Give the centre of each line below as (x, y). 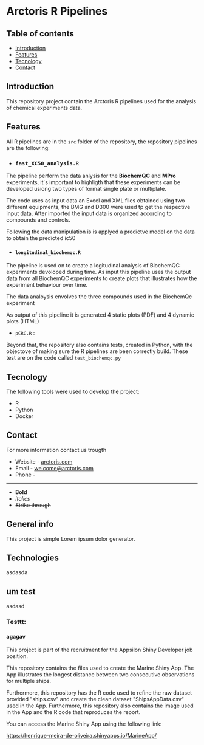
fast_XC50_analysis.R (47, 163)
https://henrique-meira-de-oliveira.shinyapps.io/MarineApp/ (81, 736)
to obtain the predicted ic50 (41, 238)
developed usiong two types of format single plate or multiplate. (87, 188)
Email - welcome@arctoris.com (54, 468)
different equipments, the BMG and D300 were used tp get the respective (98, 207)
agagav (16, 636)
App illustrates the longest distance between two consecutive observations (100, 675)
